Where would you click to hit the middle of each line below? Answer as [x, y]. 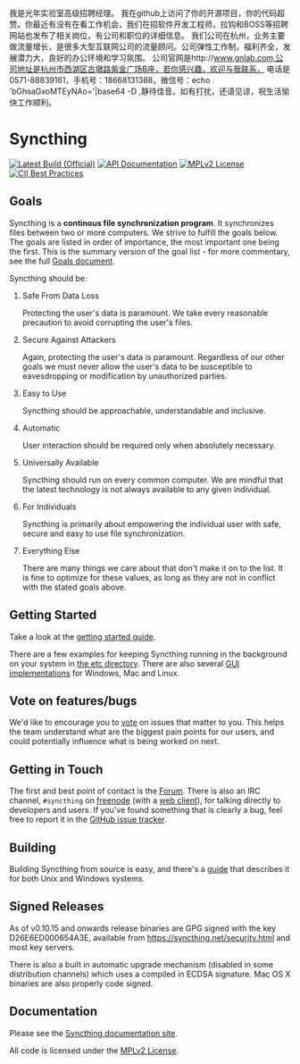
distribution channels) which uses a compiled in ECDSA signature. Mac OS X [150, 974]
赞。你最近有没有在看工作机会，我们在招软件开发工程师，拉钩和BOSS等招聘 [149, 24]
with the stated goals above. [74, 587]
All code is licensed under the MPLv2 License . [94, 1050]
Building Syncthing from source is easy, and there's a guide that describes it [150, 869]
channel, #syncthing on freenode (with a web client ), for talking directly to [145, 800]
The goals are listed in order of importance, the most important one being [144, 242]
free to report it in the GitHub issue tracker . [88, 819]
